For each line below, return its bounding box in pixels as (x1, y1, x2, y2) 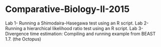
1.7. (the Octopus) (5, 36, 41, 42)
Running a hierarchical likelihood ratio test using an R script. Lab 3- (5, 25, 143, 31)
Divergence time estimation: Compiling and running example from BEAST (5, 30, 156, 36)
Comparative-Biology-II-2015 (5, 3, 130, 15)
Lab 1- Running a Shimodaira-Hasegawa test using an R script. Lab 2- (5, 20, 149, 26)
